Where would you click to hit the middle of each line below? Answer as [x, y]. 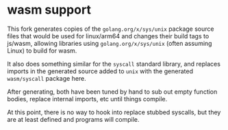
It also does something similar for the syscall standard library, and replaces [114, 64]
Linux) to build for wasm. [42, 51]
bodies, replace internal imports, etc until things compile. [87, 99]
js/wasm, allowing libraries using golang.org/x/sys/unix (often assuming [110, 43]
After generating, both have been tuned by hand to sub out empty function [112, 92]
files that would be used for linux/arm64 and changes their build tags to [108, 36]
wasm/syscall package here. [47, 78]
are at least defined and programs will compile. [73, 119]
